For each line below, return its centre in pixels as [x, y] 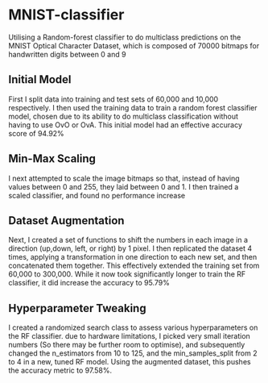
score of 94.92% [36, 133]
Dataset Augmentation [66, 221]
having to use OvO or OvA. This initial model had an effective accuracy [126, 125]
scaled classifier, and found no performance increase [97, 195]
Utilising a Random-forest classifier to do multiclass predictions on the [125, 37]
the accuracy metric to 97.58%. [60, 371]
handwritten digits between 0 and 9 [67, 54]
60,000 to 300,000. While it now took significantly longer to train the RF [127, 274]
